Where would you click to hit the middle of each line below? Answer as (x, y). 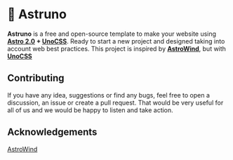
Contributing (36, 78)
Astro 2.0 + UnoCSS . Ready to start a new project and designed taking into (116, 41)
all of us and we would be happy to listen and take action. (90, 110)
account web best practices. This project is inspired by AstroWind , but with (117, 48)
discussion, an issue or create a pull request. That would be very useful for (115, 102)
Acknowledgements (52, 132)
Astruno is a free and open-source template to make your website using (112, 34)
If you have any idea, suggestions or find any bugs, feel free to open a (109, 95)
